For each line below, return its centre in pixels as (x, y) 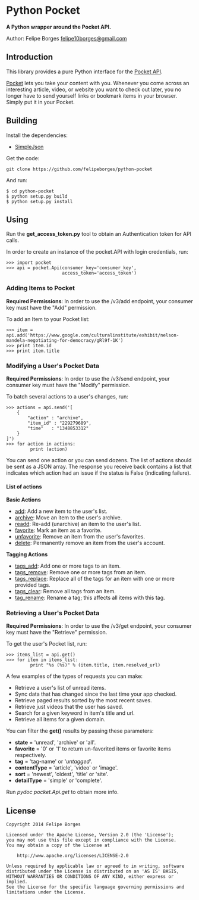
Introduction (30, 57)
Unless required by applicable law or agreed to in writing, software (95, 866)
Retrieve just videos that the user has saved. (69, 707)
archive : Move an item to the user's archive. (68, 518)
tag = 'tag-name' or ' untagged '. (53, 762)
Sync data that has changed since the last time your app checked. (96, 694)
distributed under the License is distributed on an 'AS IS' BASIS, (93, 871)
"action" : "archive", (56, 418)
